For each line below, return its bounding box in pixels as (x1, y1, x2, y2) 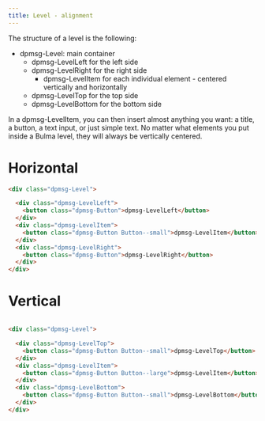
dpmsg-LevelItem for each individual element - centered (43, 74, 227, 83)
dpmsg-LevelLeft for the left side (31, 57, 139, 66)
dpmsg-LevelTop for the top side (31, 90, 139, 100)
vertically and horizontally (43, 82, 128, 92)
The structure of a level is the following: (8, 33, 137, 43)
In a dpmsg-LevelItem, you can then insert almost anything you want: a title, (8, 114, 255, 123)
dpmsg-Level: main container (19, 48, 116, 58)
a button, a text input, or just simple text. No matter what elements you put (8, 123, 250, 132)
